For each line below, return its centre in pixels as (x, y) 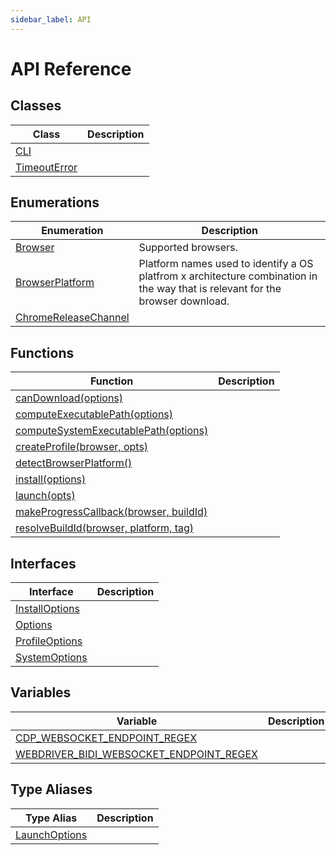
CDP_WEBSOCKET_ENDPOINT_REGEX (106, 738)
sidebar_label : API (51, 19)
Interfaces (43, 563)
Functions (42, 352)
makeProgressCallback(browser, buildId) (111, 512)
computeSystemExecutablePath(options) (112, 431)
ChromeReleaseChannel (72, 318)
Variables (41, 692)
